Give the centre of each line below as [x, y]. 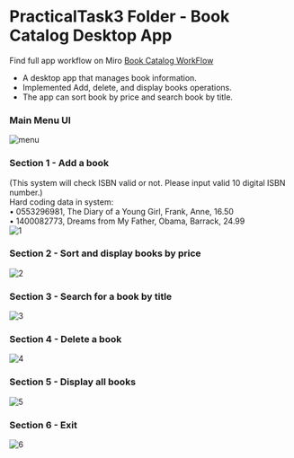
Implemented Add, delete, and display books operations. [127, 87]
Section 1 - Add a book [59, 163]
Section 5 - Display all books [73, 382]
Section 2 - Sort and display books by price [105, 253]
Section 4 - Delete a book [66, 339]
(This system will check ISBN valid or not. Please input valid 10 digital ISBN [147, 182]
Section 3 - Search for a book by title [91, 296]
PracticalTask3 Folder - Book [120, 17]
